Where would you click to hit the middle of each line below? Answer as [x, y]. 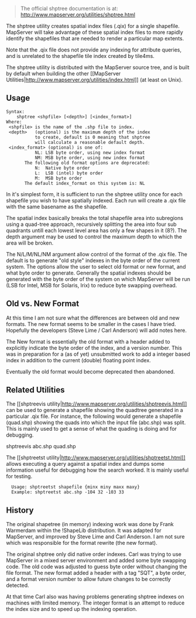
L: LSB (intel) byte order [69, 173]
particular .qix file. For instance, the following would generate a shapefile [94, 416]
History [20, 510]
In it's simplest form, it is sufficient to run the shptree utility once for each [94, 194]
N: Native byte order [63, 168]
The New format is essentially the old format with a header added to [88, 341]
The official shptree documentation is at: [69, 8]
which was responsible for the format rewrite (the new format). [82, 543]
